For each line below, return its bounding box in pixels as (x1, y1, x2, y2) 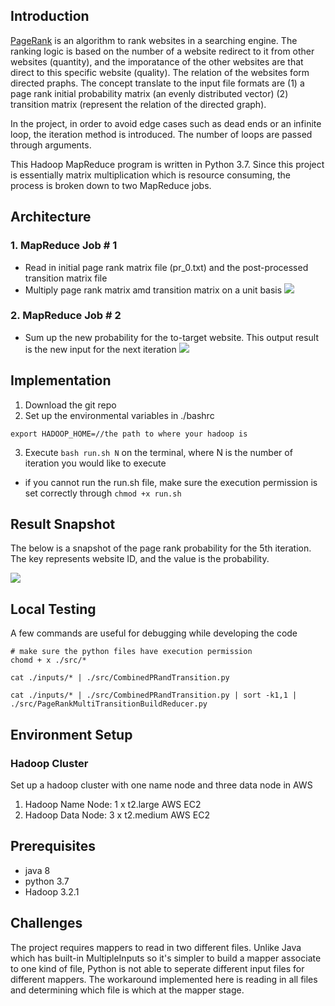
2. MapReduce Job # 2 (10, 309, 122, 323)
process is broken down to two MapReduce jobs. (10, 179, 212, 191)
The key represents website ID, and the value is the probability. (10, 553, 270, 565)
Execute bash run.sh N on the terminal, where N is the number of (24, 446, 293, 458)
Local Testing (10, 600, 97, 618)
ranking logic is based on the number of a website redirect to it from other (10, 45, 315, 57)
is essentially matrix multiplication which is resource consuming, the (10, 169, 291, 181)
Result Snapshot (10, 516, 116, 533)
